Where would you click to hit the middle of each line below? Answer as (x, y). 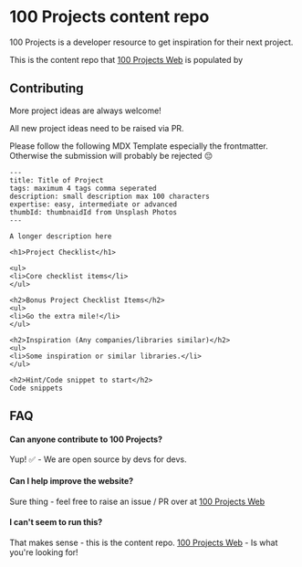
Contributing (47, 89)
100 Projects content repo (109, 17)
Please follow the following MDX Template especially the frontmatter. (139, 146)
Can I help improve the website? (72, 480)
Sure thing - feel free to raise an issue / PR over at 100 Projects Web (137, 501)
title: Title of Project (57, 180)
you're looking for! (44, 552)
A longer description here (61, 236)
